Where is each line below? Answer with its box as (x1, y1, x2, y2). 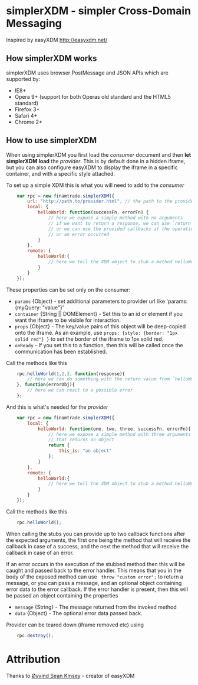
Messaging (6, 17, 62, 30)
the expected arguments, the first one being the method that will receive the (6, 537, 191, 544)
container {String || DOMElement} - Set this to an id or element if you (14, 310, 183, 317)
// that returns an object (48, 437, 115, 443)
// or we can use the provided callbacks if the (48, 226, 170, 232)
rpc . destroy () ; (16, 632, 54, 638)
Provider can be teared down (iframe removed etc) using (6, 621, 144, 628)
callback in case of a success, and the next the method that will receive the (6, 542, 189, 550)
